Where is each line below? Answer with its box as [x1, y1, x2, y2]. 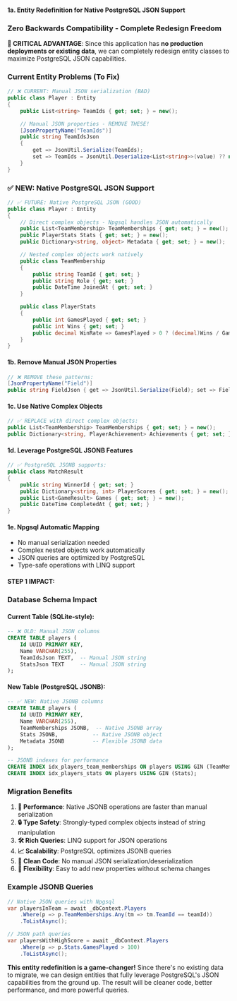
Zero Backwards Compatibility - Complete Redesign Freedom [7, 23, 222, 33]
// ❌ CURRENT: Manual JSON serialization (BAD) [7, 88, 151, 95]
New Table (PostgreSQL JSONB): [7, 682, 106, 691]
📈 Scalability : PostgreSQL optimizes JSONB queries [17, 847, 171, 856]
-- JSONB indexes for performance [7, 757, 109, 764]
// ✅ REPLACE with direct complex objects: [7, 417, 139, 425]
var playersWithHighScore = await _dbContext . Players [7, 937, 169, 945]
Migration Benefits [7, 787, 73, 797]
